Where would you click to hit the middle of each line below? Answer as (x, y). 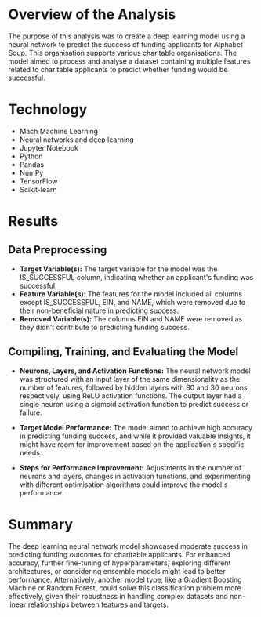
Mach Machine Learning (59, 131)
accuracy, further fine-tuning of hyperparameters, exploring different (120, 563)
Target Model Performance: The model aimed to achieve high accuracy (136, 427)
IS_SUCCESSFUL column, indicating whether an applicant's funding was (136, 277)
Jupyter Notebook (49, 147)
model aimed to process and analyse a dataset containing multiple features (129, 61)
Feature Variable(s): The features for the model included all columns (131, 294)
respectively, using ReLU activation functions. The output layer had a (130, 396)
